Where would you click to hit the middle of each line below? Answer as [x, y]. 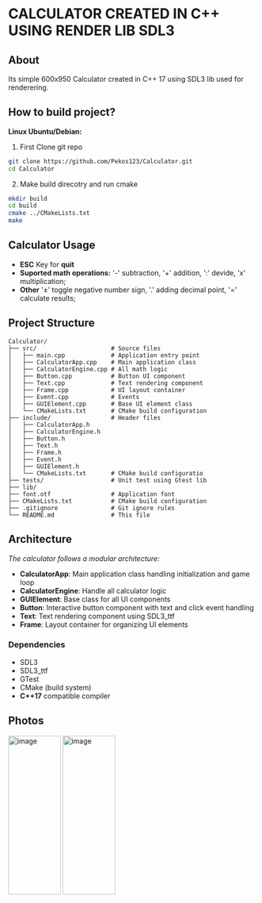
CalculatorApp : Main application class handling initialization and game [135, 574]
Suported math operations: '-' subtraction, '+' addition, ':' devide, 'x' [133, 273]
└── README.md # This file [79, 515]
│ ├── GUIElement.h [44, 466]
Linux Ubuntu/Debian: [45, 131]
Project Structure [51, 323]
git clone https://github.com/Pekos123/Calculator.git [101, 161]
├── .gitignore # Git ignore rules [92, 508]
